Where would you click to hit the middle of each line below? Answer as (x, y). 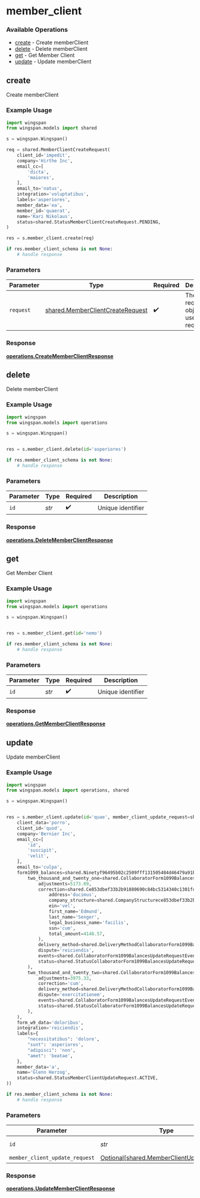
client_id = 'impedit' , (43, 155)
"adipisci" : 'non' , (52, 1050)
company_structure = (73, 900)
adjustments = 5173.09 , (65, 884)
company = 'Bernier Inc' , (46, 834)
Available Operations (37, 30)
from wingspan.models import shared (51, 128)
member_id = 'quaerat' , (43, 211)
